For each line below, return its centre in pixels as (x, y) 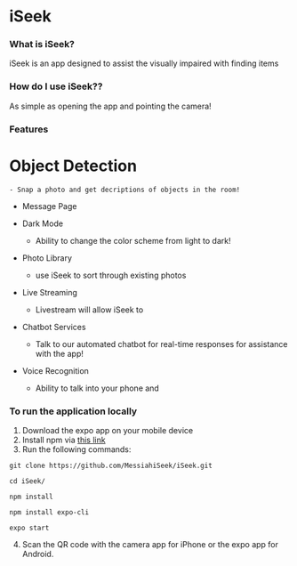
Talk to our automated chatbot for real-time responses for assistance (161, 344)
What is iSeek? (42, 44)
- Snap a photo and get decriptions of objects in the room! (125, 190)
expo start (29, 528)
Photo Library (47, 258)
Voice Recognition (55, 370)
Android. (38, 554)
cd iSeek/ (28, 481)
